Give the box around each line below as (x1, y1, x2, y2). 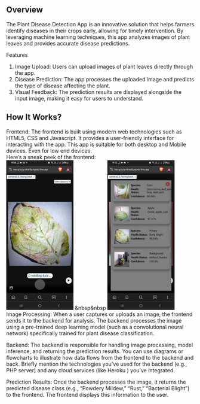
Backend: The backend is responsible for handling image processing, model (6, 341, 193, 348)
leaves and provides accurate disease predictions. (6, 40, 130, 47)
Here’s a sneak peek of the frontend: (6, 153, 96, 160)
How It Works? (6, 112, 62, 122)
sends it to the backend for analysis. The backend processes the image (6, 317, 182, 324)
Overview (6, 5, 44, 15)
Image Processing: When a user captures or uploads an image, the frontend (6, 311, 193, 318)
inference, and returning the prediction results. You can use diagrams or (6, 347, 184, 355)
